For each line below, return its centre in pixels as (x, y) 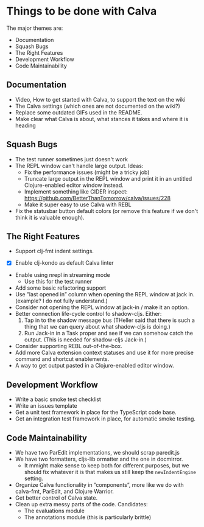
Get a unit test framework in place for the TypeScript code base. (96, 413)
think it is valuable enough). (50, 217)
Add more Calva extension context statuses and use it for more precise (104, 353)
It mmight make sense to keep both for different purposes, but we (107, 466)
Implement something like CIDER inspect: (76, 191)
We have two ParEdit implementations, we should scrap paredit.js (97, 453)
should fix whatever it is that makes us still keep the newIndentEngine (110, 472)
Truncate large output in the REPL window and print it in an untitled (108, 178)
